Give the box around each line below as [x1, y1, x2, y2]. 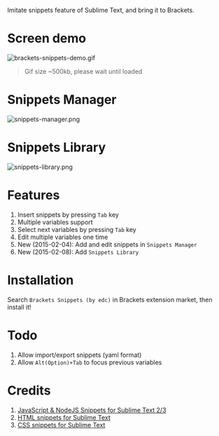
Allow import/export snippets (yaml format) [17, 350, 142, 359]
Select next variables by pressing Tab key [17, 225, 136, 233]
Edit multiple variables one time [17, 233, 108, 241]
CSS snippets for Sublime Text [17, 421, 106, 429]
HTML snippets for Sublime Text [17, 413, 111, 421]
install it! [7, 303, 31, 311]
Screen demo [7, 31, 87, 46]
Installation [7, 272, 74, 288]
